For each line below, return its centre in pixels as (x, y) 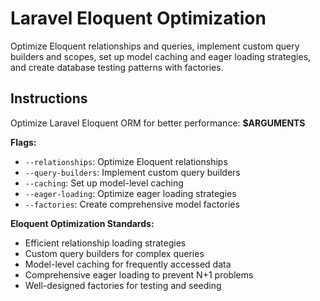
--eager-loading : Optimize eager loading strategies (130, 193)
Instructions (49, 98)
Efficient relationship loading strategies (105, 243)
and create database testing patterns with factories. (117, 67)
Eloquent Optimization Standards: (82, 223)
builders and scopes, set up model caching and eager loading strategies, (161, 56)
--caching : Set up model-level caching (104, 183)
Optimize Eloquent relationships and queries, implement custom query (155, 46)
